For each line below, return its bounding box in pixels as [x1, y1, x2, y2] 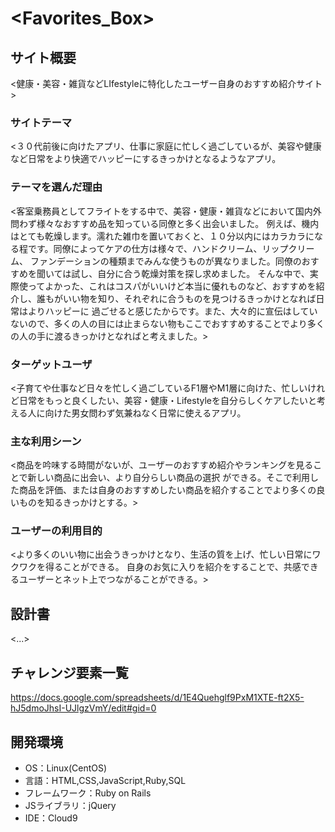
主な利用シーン [10, 434, 82, 448]
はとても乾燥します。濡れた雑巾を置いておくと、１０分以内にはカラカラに [10, 230, 315, 242]
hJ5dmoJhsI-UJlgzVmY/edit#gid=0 [10, 702, 157, 714]
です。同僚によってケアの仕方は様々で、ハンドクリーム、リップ [27, 242, 289, 254]
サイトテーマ [10, 115, 73, 129]
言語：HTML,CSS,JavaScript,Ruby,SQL [24, 774, 187, 786]
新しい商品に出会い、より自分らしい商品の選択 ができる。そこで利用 [27, 472, 310, 484]
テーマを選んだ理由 [10, 180, 103, 194]
